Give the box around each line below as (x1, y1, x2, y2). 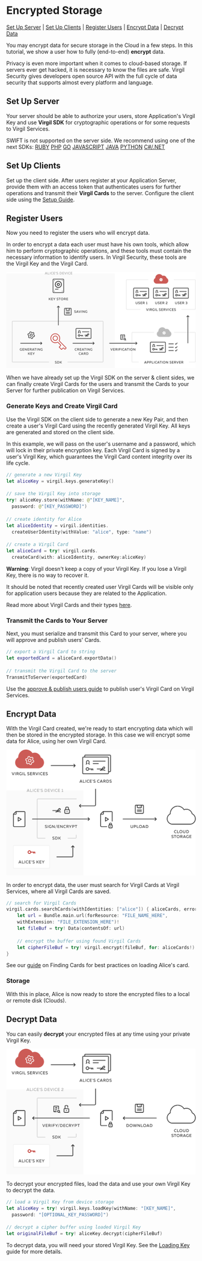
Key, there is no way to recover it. (6, 571, 89, 579)
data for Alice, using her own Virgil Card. (6, 738, 107, 745)
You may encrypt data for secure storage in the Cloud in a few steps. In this (6, 42, 194, 49)
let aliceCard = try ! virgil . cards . (6, 548, 98, 554)
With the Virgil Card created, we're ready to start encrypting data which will (6, 725, 194, 732)
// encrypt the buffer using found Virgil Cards (17, 938, 141, 944)
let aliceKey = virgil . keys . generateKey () (6, 478, 114, 484)
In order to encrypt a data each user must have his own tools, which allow (6, 241, 189, 248)
